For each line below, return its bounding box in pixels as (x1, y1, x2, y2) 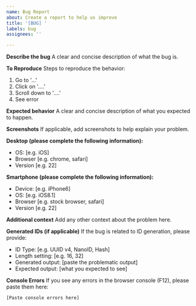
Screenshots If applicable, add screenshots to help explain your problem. (6, 126, 189, 133)
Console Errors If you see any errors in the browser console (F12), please (6, 277, 189, 284)
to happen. (6, 114, 33, 121)
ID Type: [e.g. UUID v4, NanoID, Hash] (14, 246, 110, 253)
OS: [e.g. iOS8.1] (14, 191, 56, 199)
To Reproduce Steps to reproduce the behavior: (6, 65, 125, 72)
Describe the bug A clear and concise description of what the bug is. (6, 53, 179, 60)
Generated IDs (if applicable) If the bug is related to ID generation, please (6, 228, 190, 235)
